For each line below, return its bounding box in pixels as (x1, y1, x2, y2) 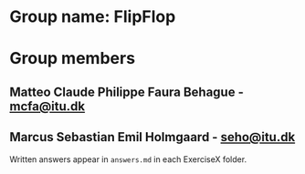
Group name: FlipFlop (9, 6, 176, 27)
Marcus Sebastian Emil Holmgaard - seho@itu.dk (9, 129, 296, 145)
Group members (9, 48, 135, 69)
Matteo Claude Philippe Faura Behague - (9, 84, 244, 99)
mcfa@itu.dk (9, 98, 85, 114)
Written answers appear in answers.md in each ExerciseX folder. (9, 153, 247, 165)
